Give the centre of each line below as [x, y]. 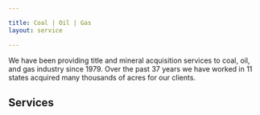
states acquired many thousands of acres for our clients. [102, 77]
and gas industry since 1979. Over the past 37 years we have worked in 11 [130, 68]
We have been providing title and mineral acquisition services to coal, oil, [129, 60]
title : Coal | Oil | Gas [50, 23]
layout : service [35, 30]
